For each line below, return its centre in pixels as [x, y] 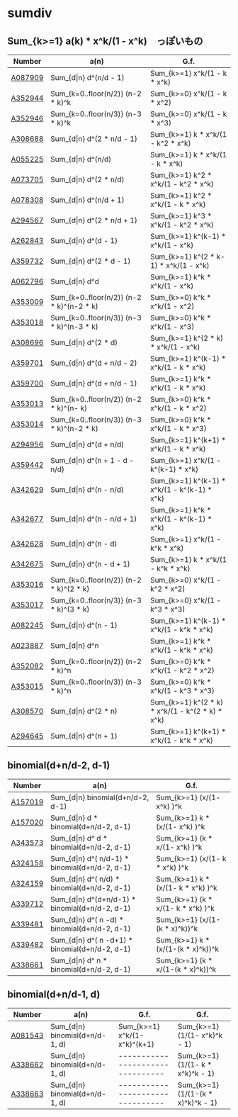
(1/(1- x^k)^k [200, 1035]
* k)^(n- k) [69, 408]
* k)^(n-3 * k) [74, 326]
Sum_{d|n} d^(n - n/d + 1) [94, 519]
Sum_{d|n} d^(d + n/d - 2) [94, 363]
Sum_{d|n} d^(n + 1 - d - [92, 460]
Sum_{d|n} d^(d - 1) [84, 241]
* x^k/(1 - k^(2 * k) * [186, 711]
